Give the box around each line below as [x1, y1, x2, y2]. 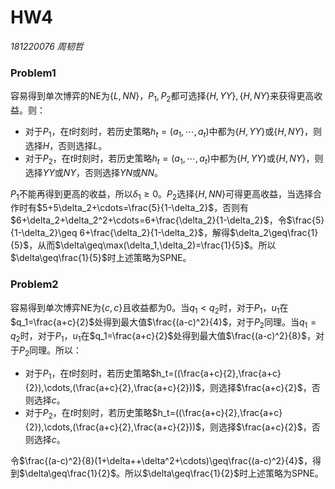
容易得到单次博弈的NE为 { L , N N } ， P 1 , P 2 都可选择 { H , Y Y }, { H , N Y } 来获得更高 [10, 90, 315, 105]
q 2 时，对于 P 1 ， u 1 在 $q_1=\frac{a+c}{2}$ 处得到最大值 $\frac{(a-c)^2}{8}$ [10, 330, 307, 345]
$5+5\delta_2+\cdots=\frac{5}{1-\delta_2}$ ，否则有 [36, 202, 250, 214]
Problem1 [10, 66, 57, 80]
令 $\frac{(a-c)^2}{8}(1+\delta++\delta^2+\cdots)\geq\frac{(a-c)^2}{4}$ [10, 454, 305, 466]
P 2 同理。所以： [19, 344, 83, 358]
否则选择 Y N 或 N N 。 [84, 166, 164, 178]
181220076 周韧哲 [10, 40, 84, 52]
